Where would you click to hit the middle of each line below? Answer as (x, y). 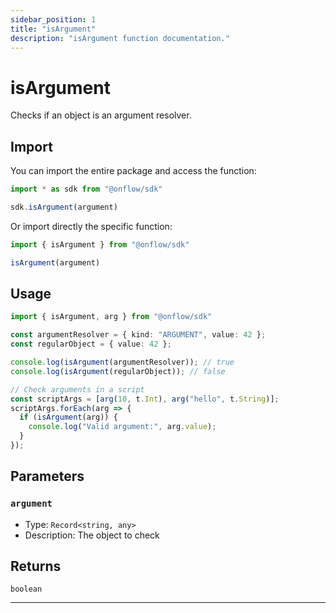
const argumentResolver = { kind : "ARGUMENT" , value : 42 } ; (138, 335)
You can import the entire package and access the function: (133, 171)
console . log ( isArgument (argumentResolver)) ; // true (122, 362)
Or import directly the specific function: (91, 226)
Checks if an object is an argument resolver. (101, 115)
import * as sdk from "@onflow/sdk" (86, 189)
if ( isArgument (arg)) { (68, 417)
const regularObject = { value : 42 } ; (91, 344)
